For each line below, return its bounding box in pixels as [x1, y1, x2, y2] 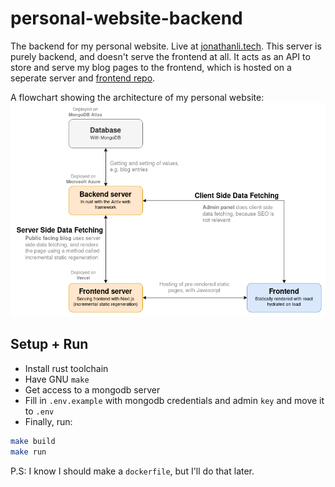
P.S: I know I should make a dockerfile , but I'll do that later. [10, 465, 255, 477]
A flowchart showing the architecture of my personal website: [10, 91, 265, 103]
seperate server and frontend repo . [10, 72, 156, 84]
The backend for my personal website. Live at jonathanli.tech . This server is [10, 40, 322, 52]
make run [10, 447, 47, 457]
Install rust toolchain [24, 362, 109, 374]
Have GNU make [24, 373, 90, 385]
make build [10, 436, 56, 446]
